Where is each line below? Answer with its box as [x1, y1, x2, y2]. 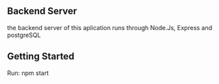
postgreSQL [7, 31, 41, 39]
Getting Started [7, 51, 75, 62]
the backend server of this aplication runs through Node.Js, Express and [7, 23, 213, 31]
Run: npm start [7, 68, 49, 77]
